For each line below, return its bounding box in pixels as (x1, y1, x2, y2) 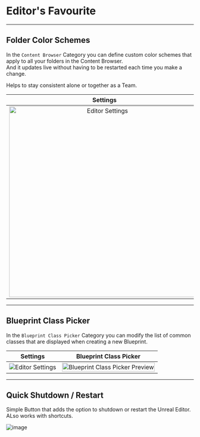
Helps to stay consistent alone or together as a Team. (6, 82, 137, 89)
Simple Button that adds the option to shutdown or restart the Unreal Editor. (6, 406, 191, 413)
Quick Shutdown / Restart (6, 390, 104, 400)
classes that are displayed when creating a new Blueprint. (6, 338, 148, 345)
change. (6, 70, 27, 77)
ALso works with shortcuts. (6, 413, 73, 420)
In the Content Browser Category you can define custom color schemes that (6, 51, 192, 58)
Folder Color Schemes (6, 35, 90, 45)
